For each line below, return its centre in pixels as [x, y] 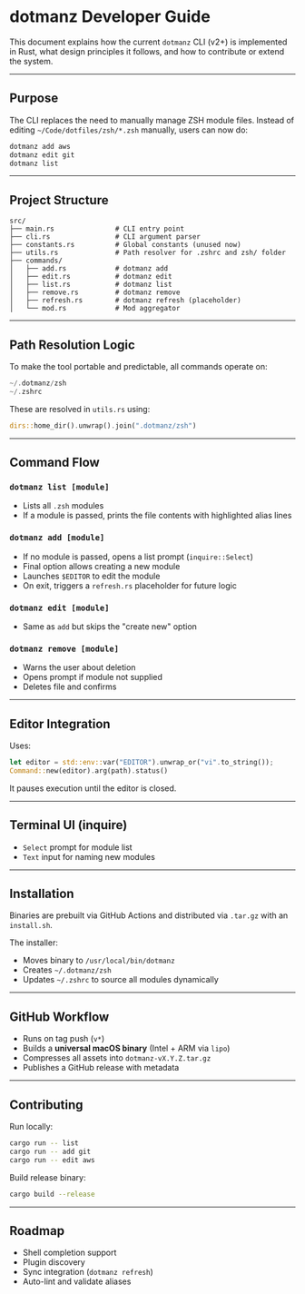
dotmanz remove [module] [64, 648]
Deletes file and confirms [69, 687]
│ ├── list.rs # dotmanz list [91, 285]
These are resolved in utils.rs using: [80, 409]
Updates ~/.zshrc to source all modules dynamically [121, 980]
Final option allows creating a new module [101, 566]
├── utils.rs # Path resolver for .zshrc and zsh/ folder [148, 253]
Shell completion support [69, 1253]
